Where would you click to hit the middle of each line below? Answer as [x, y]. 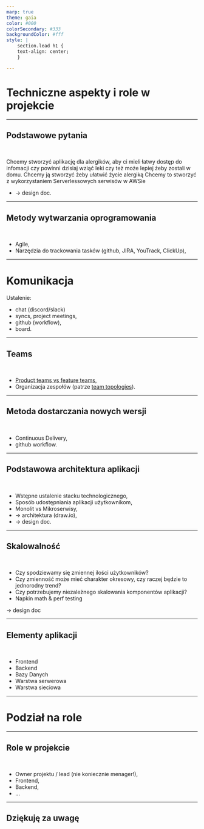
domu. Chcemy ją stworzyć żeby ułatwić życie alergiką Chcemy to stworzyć [101, 175]
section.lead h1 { [40, 46]
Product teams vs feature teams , [56, 380]
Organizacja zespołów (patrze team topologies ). [75, 386]
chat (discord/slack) [40, 310]
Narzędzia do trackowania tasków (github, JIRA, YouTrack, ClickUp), [100, 251]
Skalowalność [33, 546]
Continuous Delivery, [41, 438]
